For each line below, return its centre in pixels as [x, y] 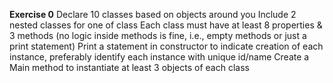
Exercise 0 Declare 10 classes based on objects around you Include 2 [153, 14]
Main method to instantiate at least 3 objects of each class [129, 67]
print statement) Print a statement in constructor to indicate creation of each [166, 46]
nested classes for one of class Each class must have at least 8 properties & [166, 25]
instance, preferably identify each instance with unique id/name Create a [159, 57]
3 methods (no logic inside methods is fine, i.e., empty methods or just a [158, 35]
